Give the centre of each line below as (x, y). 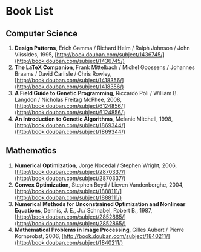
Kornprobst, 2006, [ (39, 236)
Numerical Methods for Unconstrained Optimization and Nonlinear (100, 204)
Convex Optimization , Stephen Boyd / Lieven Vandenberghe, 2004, (99, 184)
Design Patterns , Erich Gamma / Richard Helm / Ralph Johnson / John (102, 48)
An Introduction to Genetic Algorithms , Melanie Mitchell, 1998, (94, 119)
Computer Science (42, 34)
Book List (30, 11)
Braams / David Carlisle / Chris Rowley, (63, 74)
